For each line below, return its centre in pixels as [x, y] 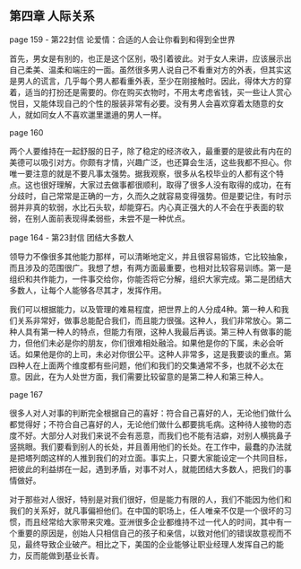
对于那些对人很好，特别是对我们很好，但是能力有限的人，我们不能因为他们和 [150, 499]
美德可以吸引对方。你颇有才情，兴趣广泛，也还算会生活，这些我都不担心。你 [150, 162]
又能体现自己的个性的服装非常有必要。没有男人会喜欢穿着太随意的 [154, 103]
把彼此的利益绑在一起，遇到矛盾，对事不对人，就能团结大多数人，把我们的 [146, 468]
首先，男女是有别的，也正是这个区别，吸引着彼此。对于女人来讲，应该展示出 [150, 58]
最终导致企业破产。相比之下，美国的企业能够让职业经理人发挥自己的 [150, 544]
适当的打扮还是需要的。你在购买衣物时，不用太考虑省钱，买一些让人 [150, 92]
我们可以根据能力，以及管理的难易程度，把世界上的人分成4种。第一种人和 [146, 309]
